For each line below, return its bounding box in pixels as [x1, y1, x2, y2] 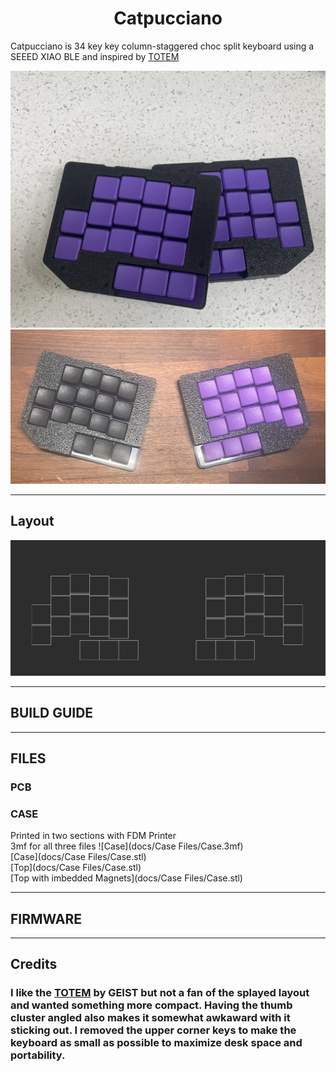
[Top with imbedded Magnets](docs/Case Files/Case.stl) [10, 872, 243, 884]
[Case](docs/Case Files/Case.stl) [10, 851, 147, 863]
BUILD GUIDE [10, 705, 94, 722]
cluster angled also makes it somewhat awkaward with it [10, 1011, 291, 1025]
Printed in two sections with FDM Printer [10, 830, 177, 842]
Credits [10, 956, 58, 973]
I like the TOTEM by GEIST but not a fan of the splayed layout [10, 986, 310, 1000]
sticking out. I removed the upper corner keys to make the [10, 1023, 297, 1037]
